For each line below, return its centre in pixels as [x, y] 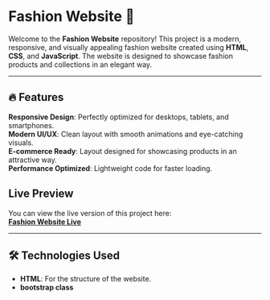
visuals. [21, 142]
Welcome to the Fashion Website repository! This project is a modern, [125, 39]
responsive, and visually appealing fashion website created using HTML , [129, 47]
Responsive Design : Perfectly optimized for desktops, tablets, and [119, 117]
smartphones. [31, 125]
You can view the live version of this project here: [90, 213]
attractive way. [33, 160]
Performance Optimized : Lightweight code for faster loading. [110, 168]
